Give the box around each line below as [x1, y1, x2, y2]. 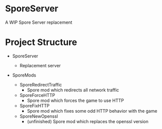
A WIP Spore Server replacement [5, 19, 73, 25]
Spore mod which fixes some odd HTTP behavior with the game [27, 108, 158, 114]
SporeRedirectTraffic [19, 82, 62, 87]
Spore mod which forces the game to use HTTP [27, 97, 124, 103]
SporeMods [12, 72, 36, 78]
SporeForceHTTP [19, 92, 55, 98]
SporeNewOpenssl [19, 113, 58, 119]
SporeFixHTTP [19, 102, 50, 109]
